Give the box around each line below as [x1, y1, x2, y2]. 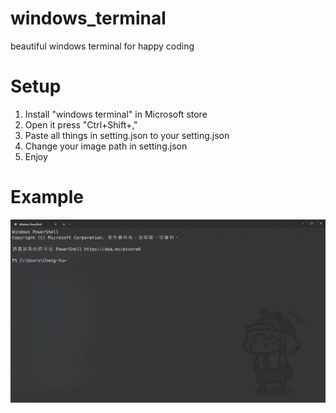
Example [10, 186, 84, 209]
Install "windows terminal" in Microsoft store [24, 108, 208, 120]
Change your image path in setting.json [24, 140, 188, 152]
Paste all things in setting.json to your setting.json [24, 129, 230, 141]
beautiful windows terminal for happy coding [10, 40, 195, 52]
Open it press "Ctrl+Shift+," [24, 118, 138, 131]
